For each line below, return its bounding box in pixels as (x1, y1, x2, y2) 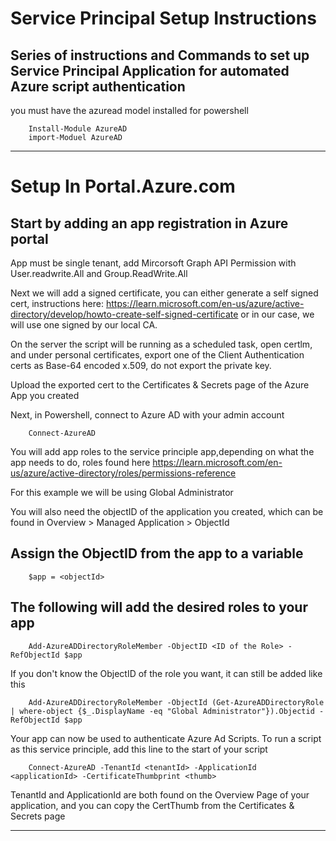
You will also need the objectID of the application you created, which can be (10, 506, 324, 517)
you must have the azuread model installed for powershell (10, 105, 249, 116)
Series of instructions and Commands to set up (10, 47, 310, 64)
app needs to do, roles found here (10, 457, 151, 468)
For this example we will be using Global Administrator (10, 487, 234, 498)
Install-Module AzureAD (28, 124, 128, 134)
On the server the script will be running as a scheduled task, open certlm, (10, 338, 313, 350)
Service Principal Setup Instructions (10, 7, 317, 30)
